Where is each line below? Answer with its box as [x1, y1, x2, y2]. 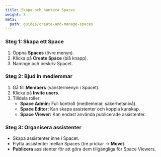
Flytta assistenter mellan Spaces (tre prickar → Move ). [12, 141, 126, 147]
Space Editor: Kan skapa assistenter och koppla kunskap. [20, 106, 140, 112]
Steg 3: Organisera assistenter [5, 124, 82, 131]
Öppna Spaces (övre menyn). [12, 49, 74, 56]
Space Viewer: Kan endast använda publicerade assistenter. [20, 111, 146, 117]
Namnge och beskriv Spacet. [12, 60, 73, 66]
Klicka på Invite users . [12, 89, 59, 96]
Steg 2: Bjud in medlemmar [5, 73, 73, 80]
